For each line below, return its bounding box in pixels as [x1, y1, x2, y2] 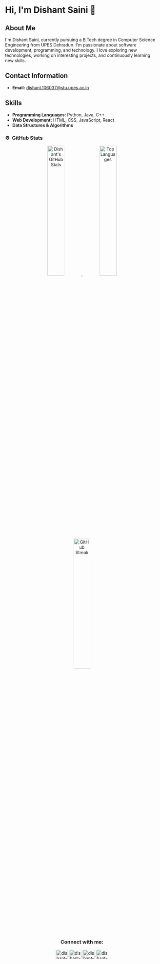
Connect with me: [60, 938, 104, 945]
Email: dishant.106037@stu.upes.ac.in [12, 85, 89, 90]
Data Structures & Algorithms [12, 122, 73, 128]
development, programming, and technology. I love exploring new [5, 47, 138, 53]
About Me [5, 24, 36, 32]
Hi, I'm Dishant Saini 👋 [5, 4, 96, 16]
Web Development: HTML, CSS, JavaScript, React [12, 117, 115, 123]
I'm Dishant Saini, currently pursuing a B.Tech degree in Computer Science [5, 37, 156, 43]
